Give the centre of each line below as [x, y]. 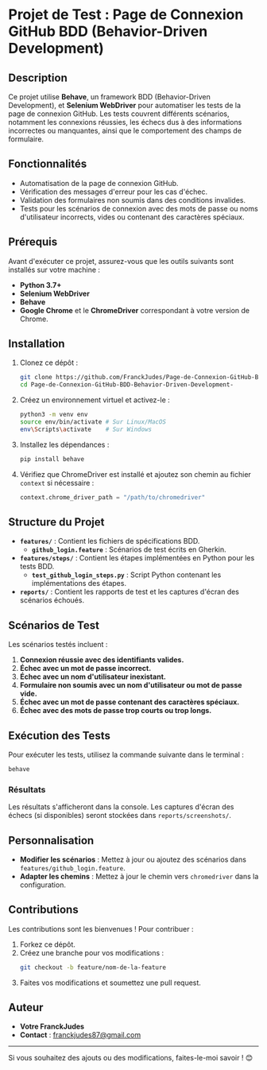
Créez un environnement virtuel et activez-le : [95, 400]
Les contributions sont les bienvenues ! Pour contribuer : [101, 928]
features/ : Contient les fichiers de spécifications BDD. [110, 541]
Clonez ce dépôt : [49, 362]
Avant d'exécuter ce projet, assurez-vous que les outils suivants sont [121, 261]
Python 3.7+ [41, 285]
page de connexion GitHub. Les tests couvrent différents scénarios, [119, 114]
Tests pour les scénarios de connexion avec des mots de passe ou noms [139, 208]
